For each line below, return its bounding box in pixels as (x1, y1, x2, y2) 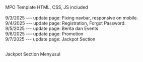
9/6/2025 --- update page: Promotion (5, 31, 84, 36)
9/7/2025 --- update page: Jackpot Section (5, 36, 96, 42)
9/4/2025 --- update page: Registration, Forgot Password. (5, 20, 126, 26)
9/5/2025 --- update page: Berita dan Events (5, 25, 99, 31)
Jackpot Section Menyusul (5, 51, 60, 57)
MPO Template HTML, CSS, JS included (5, 4, 88, 10)
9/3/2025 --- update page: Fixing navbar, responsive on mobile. (5, 15, 138, 20)
